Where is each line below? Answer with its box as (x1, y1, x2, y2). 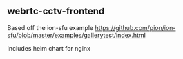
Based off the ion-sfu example (7, 23, 94, 32)
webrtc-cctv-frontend (7, 5, 105, 17)
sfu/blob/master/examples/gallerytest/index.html (7, 31, 146, 39)
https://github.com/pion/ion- (95, 23, 176, 32)
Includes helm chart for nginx (7, 44, 91, 52)
